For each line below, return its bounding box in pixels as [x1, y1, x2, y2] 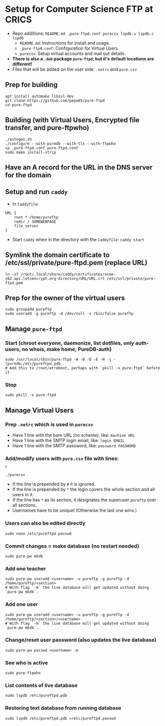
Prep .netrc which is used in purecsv [5, 421, 93, 428]
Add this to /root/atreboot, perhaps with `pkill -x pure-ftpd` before [9, 365, 161, 371]
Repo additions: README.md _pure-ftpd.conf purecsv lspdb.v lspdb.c [12, 30, 154, 36]
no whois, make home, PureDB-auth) [21, 346, 112, 353]
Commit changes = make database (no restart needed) [5, 542, 139, 549]
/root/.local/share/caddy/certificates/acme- [20, 271, 116, 277]
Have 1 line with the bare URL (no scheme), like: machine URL [12, 432, 135, 438]
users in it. [12, 492, 34, 498]
